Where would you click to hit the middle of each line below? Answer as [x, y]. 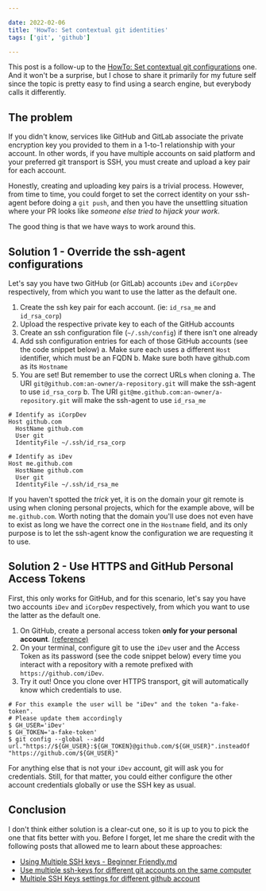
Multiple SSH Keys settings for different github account [110, 878]
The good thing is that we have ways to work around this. [102, 227]
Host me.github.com [40, 463]
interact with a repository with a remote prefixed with [106, 664]
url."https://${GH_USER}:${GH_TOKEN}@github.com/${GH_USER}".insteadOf [129, 746]
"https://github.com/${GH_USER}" [64, 753]
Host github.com [35, 422]
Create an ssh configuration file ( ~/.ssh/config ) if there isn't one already [139, 332]
